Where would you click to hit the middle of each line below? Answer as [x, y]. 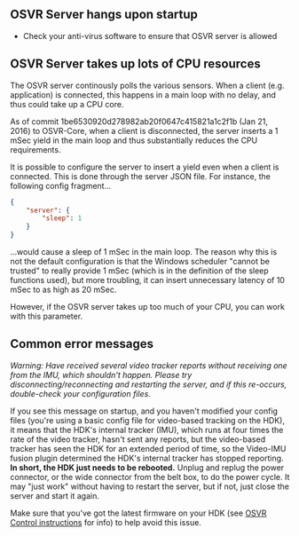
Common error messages [82, 344]
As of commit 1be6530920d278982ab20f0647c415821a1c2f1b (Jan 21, [139, 121]
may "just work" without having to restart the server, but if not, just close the [149, 486]
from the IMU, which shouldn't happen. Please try [101, 374]
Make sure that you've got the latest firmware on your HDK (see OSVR [138, 513]
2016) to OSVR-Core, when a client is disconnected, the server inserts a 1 [144, 130]
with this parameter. [47, 316]
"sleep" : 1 [62, 218]
